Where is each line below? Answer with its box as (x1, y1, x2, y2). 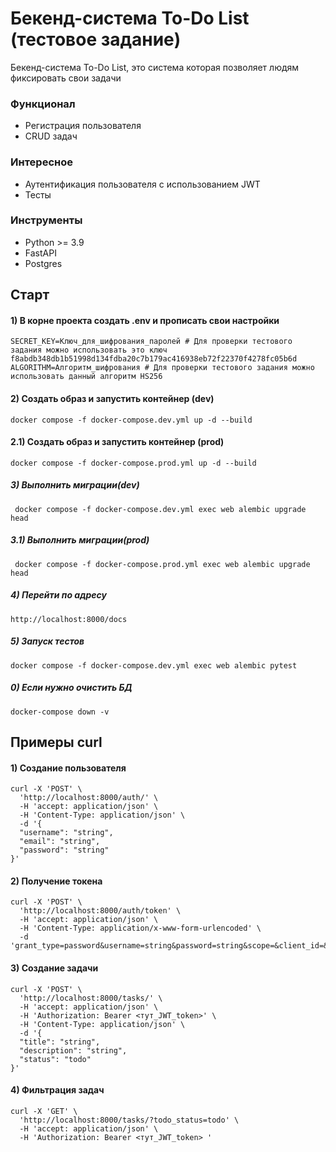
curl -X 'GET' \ (10, 1106, 78, 1116)
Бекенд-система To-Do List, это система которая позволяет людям (10, 61, 300, 73)
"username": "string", (19, 828, 114, 838)
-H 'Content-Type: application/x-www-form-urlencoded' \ (19, 923, 262, 934)
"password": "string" (19, 845, 110, 856)
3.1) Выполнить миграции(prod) (10, 534, 150, 546)
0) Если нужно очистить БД (10, 682, 133, 694)
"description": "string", (19, 1045, 128, 1056)
